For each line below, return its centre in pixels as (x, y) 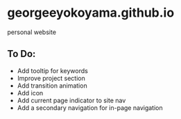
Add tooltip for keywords (52, 70)
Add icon (30, 93)
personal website (32, 32)
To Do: (21, 54)
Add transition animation (52, 86)
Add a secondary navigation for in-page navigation (90, 108)
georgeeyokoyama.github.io (91, 13)
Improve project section (51, 78)
